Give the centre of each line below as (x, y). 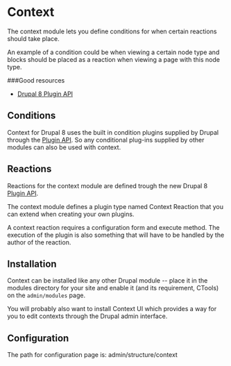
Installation (32, 264)
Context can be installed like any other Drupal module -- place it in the (108, 281)
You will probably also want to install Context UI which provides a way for (112, 309)
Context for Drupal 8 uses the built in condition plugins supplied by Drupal (113, 132)
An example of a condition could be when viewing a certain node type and (113, 52)
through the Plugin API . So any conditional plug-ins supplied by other (106, 140)
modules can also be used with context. (64, 147)
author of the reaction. (39, 242)
